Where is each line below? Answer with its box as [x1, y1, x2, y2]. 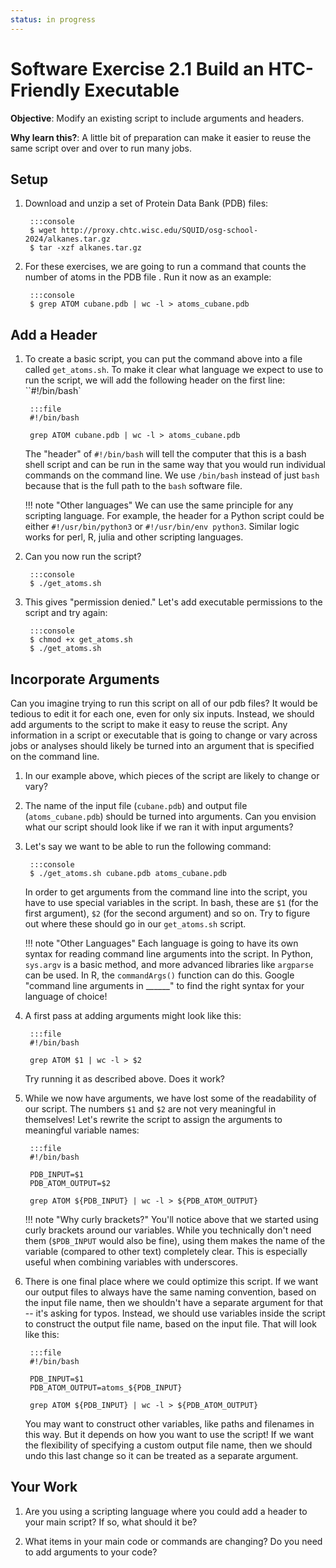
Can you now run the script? [24, 551, 142, 563]
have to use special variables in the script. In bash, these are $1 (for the [24, 897, 319, 908]
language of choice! [24, 991, 108, 1002]
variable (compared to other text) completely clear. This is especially [24, 1246, 308, 1257]
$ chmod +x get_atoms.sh [29, 635, 133, 645]
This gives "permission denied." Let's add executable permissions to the [24, 596, 323, 608]
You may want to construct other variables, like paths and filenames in [24, 1418, 315, 1430]
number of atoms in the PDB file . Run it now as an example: [24, 271, 272, 283]
